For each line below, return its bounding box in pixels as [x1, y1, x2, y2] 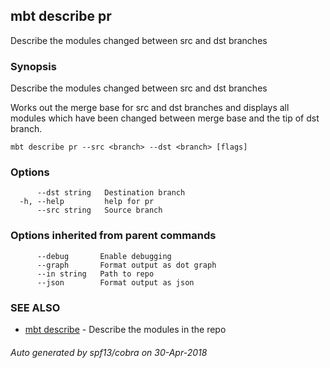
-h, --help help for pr [19, 197, 155, 207]
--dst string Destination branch [36, 188, 186, 198]
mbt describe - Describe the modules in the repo [24, 324, 227, 335]
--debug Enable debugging [36, 251, 172, 261]
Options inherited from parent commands [10, 229, 217, 243]
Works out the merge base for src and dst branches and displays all [10, 102, 290, 114]
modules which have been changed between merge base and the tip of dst [10, 112, 320, 124]
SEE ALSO [10, 300, 61, 314]
